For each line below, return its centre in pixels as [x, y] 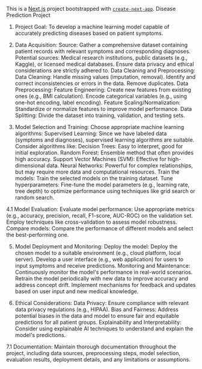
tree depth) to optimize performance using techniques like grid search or [105, 191]
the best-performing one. [38, 235]
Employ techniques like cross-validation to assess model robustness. [92, 222]
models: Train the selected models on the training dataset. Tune [94, 178]
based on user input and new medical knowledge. [77, 291]
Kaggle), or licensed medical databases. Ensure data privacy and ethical [104, 64]
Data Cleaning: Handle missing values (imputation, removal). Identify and [105, 77]
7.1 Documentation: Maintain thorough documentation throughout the [91, 347]
